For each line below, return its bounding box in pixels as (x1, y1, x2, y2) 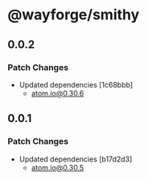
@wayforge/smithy (7, 6, 140, 24)
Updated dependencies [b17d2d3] (18, 154, 133, 164)
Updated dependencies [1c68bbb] (18, 80, 134, 89)
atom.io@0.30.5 (31, 162, 84, 172)
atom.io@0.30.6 (31, 88, 84, 98)
